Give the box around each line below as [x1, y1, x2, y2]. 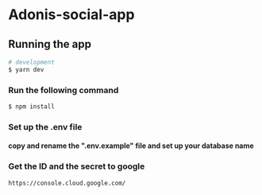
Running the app [8, 37, 91, 51]
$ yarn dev [8, 65, 44, 73]
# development [8, 58, 56, 66]
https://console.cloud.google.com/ [8, 179, 126, 187]
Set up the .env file [8, 121, 83, 132]
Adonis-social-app [8, 6, 135, 24]
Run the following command [8, 84, 119, 96]
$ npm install [8, 103, 56, 111]
